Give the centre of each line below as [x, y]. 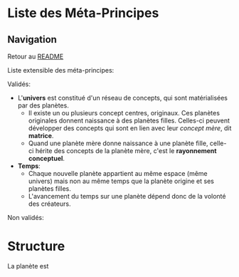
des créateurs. [49, 204]
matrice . [41, 136]
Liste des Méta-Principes [83, 13]
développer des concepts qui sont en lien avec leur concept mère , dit [130, 128]
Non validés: [26, 218]
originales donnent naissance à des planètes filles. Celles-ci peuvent [129, 120]
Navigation [32, 40]
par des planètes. [43, 105]
